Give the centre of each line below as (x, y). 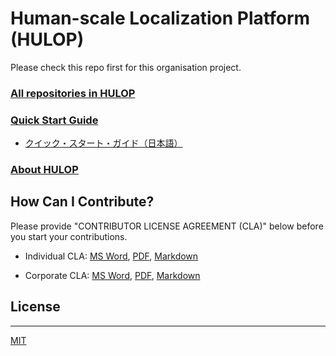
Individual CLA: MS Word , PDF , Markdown (111, 256)
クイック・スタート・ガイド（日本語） (103, 143)
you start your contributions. (69, 236)
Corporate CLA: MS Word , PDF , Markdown (112, 275)
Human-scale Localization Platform (160, 18)
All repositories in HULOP (73, 93)
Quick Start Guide (54, 120)
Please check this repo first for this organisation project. (126, 67)
